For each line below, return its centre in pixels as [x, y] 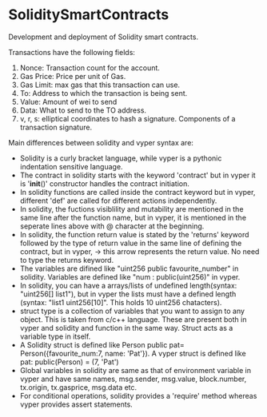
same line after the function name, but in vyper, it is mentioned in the [133, 217]
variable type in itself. [55, 336]
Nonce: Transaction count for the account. [90, 68]
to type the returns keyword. [67, 260]
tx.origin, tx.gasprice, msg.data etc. [78, 387]
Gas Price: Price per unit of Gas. [73, 76]
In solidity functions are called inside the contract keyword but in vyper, [137, 192]
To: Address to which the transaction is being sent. [104, 93]
